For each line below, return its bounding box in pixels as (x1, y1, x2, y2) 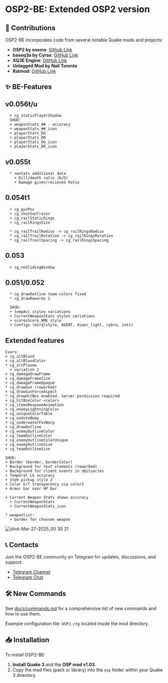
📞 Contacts (5, 540, 39, 549)
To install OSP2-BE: (5, 651, 46, 658)
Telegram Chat (12, 574, 44, 580)
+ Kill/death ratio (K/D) (14, 175, 69, 181)
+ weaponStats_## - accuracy (10, 122, 71, 127)
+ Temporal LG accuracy (5, 473, 55, 478)
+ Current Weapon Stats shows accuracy (5, 495, 89, 500)
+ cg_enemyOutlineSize (5, 442, 53, 447)
